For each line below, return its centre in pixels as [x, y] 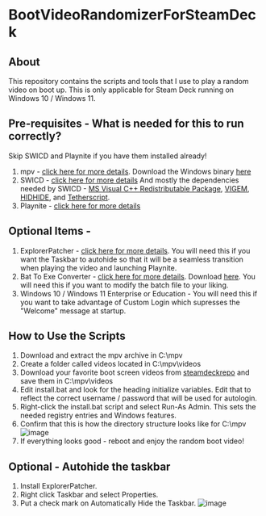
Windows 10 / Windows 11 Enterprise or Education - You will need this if [139, 293]
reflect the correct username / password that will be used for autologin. [139, 398]
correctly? [35, 136]
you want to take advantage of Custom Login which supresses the [130, 302]
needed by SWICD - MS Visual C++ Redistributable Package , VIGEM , [135, 188]
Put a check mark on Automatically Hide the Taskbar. [108, 503]
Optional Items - [50, 231]
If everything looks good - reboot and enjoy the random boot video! [132, 441]
